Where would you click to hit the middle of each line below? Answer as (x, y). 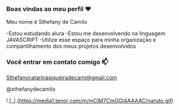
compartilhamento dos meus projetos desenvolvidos (71, 46)
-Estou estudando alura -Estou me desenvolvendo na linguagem (86, 33)
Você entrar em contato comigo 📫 (57, 62)
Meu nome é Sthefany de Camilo (47, 22)
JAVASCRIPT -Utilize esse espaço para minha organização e (81, 40)
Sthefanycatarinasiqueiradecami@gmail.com (62, 77)
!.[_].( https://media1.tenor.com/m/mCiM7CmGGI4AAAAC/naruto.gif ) (90, 100)
